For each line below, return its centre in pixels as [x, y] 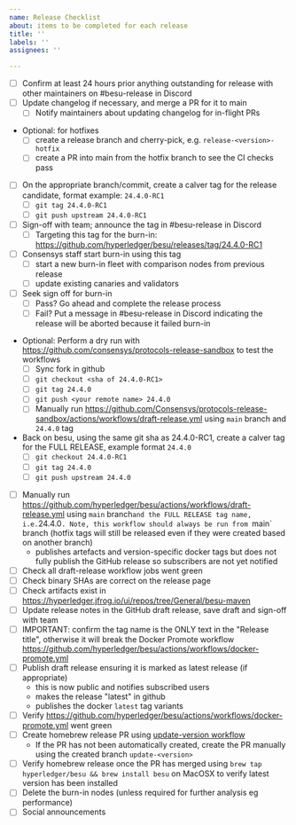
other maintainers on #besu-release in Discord [107, 93]
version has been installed [70, 783]
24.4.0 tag [54, 428]
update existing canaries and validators [107, 283]
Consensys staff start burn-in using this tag [101, 254]
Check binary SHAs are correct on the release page [116, 580]
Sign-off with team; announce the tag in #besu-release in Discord [142, 224]
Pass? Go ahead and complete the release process [128, 303]
